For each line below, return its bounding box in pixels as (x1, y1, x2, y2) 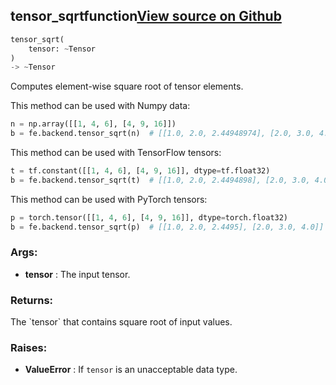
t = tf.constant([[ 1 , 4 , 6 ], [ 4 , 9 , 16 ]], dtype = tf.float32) (10, 166, 271, 176)
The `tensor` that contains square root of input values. (10, 316, 233, 328)
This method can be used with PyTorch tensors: (10, 193, 208, 205)
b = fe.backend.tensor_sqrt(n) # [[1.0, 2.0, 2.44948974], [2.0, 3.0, (10, 129, 315, 139)
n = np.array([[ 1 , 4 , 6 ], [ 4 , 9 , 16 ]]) (10, 119, 177, 129)
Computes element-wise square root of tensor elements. (10, 80, 244, 93)
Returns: (10, 293, 54, 307)
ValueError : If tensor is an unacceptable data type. (24, 364, 238, 376)
